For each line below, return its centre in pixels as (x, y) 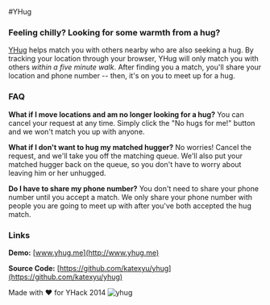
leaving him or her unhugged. (57, 173)
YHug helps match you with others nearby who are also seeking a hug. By (131, 50)
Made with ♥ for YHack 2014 (57, 292)
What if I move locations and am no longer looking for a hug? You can (126, 114)
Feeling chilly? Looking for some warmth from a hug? (114, 32)
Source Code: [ (34, 268)
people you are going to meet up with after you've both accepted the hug (130, 206)
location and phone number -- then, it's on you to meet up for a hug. (122, 76)
